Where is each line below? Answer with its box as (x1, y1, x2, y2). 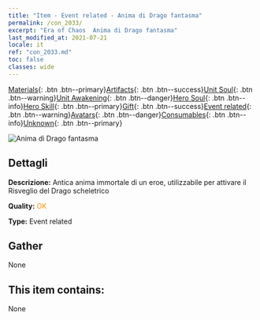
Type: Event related (8, 216, 72, 226)
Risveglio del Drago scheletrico (8, 186, 110, 195)
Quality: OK (8, 201, 47, 210)
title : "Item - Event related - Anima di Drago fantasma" (8, 11, 202, 20)
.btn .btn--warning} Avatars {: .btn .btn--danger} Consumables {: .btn (8, 110, 226, 119)
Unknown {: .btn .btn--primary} (23, 118, 123, 127)
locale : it (8, 41, 44, 49)
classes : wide (8, 63, 55, 71)
